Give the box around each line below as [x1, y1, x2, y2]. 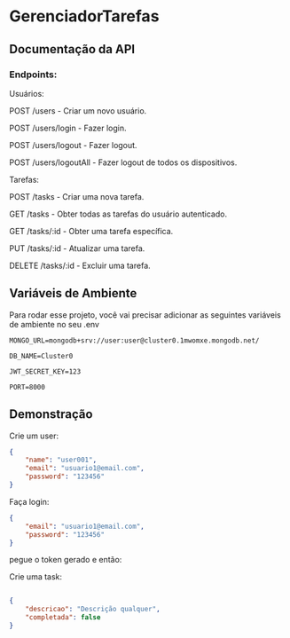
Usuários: [9, 88, 44, 98]
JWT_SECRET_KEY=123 [9, 366, 82, 376]
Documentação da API [9, 42, 136, 57]
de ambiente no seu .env [9, 319, 100, 329]
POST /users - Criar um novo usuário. [9, 105, 147, 116]
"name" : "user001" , [25, 455, 98, 465]
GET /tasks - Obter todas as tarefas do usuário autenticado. [9, 209, 228, 219]
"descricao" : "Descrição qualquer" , [25, 605, 161, 614]
